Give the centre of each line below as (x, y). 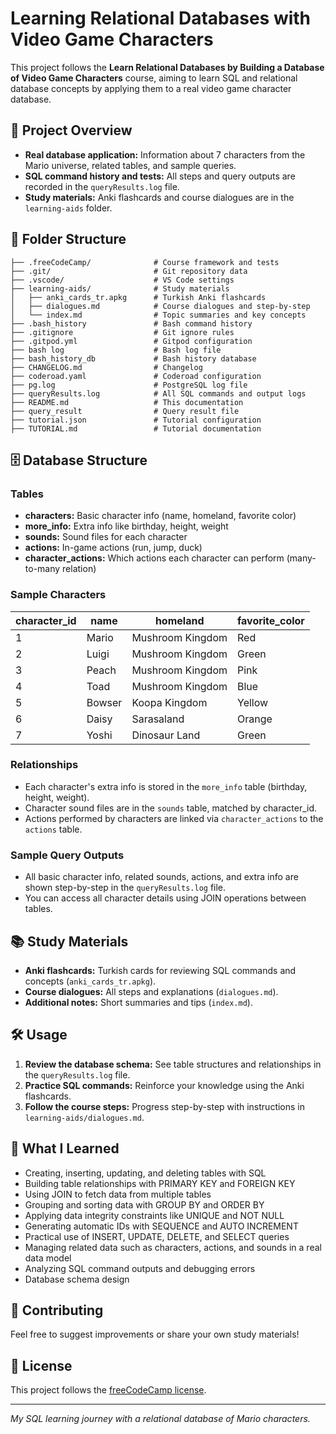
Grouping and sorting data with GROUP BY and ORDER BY (144, 1204)
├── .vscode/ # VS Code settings (122, 280)
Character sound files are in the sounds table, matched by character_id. (171, 808)
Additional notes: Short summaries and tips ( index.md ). (138, 1002)
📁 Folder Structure (68, 239)
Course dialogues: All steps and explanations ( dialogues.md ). (151, 991)
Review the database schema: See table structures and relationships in (173, 1064)
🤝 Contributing (57, 1310)
